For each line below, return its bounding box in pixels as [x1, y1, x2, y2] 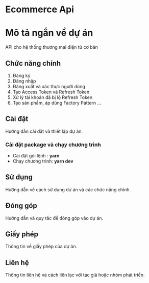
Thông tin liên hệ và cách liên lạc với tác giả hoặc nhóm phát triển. [5, 272, 145, 278]
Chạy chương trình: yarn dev [12, 158, 73, 165]
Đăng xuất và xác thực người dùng [12, 83, 85, 89]
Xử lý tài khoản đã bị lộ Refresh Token [12, 94, 93, 100]
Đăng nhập [12, 78, 36, 84]
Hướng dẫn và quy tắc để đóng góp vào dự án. [5, 215, 104, 221]
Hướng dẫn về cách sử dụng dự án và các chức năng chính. [5, 186, 131, 193]
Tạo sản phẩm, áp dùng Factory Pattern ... [12, 99, 102, 106]
